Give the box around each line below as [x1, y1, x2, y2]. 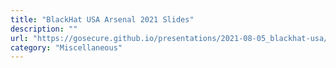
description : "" [10, 24, 78, 34]
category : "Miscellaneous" [10, 42, 123, 53]
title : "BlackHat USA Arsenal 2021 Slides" [10, 14, 195, 25]
